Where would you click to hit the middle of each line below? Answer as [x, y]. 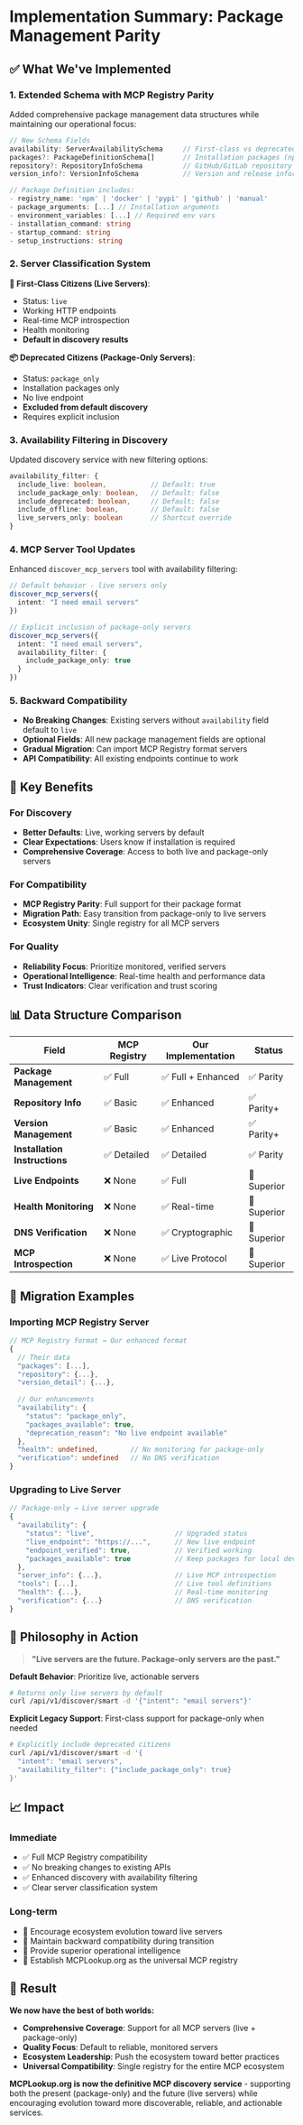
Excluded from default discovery [85, 407]
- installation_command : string [70, 224]
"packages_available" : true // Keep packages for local [153, 1558]
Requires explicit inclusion [71, 416]
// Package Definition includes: [72, 190]
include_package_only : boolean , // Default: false [119, 493]
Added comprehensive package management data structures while [134, 114]
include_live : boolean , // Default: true [117, 485]
